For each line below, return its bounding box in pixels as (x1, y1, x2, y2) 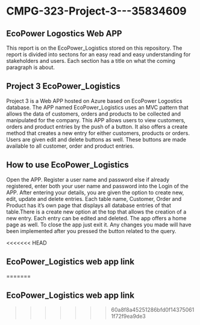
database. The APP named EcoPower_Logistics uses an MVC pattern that (6, 103, 189, 111)
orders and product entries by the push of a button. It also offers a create (6, 123, 188, 130)
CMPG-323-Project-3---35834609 (6, 4, 187, 18)
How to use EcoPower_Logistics (6, 160, 130, 170)
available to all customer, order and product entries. (6, 142, 134, 149)
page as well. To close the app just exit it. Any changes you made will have (6, 221, 192, 228)
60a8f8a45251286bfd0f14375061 (111, 306, 195, 314)
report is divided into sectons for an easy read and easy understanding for (6, 51, 191, 58)
